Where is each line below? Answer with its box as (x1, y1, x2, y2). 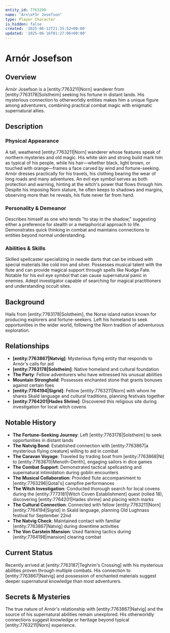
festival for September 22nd (12, 512, 71, 518)
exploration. (5, 327, 30, 334)
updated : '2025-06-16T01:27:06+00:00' (5, 31, 87, 36)
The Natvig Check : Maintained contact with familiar (12, 518, 121, 524)
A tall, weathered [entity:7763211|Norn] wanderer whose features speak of (5, 149, 161, 155)
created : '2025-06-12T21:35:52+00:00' (5, 26, 87, 31)
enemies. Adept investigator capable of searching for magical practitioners (5, 278, 161, 284)
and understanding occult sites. (5, 283, 71, 289)
